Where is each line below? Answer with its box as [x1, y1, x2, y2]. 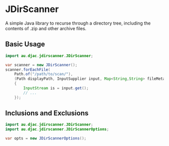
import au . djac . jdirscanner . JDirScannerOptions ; [5, 127, 109, 132]
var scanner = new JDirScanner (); [5, 62, 78, 67]
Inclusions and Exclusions [5, 109, 89, 117]
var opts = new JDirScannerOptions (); [5, 136, 87, 141]
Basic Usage [5, 40, 45, 49]
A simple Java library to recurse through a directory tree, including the [5, 20, 151, 26]
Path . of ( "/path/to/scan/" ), [14, 72, 73, 77]
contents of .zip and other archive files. [5, 25, 87, 31]
